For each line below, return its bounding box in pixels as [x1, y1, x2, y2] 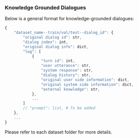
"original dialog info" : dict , [23, 44, 89, 49]
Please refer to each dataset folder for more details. [5, 129, 112, 135]
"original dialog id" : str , [23, 35, 82, 40]
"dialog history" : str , [40, 73, 91, 78]
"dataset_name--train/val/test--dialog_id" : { [14, 30, 114, 36]
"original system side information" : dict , [40, 82, 134, 87]
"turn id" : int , [40, 58, 75, 63]
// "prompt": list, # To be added [23, 106, 96, 111]
